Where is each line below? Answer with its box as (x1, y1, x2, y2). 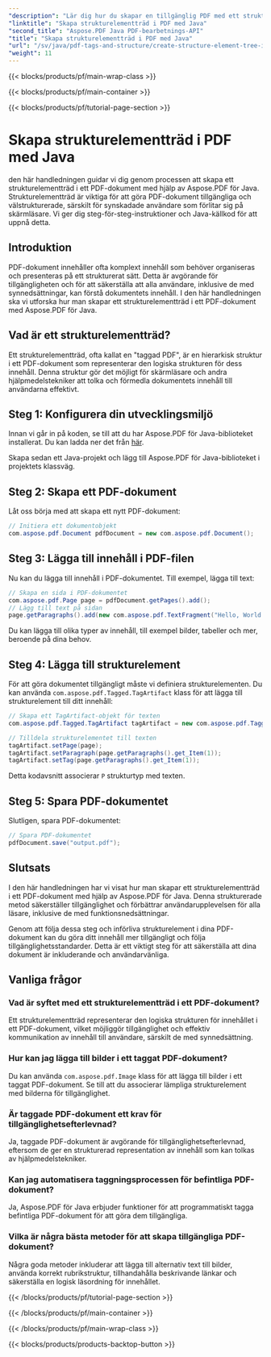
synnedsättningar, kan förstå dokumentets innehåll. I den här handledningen (8, 288, 261, 298)
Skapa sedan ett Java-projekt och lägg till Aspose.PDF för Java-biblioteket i (8, 453, 261, 463)
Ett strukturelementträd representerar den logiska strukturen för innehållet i (8, 1015, 258, 1025)
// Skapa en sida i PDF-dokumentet (8, 589, 128, 597)
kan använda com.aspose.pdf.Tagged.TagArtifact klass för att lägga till (8, 688, 244, 697)
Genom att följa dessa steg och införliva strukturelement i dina (8, 924, 215, 934)
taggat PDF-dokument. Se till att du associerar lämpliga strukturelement (8, 1080, 247, 1089)
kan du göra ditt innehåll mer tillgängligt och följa (44, 932, 206, 942)
